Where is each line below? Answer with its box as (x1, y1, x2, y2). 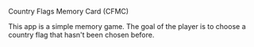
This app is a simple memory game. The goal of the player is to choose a (8, 22, 246, 31)
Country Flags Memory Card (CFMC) (8, 7, 129, 16)
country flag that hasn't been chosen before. (8, 31, 155, 39)
